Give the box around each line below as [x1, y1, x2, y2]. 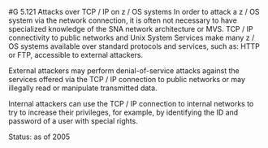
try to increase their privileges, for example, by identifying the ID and [8, 107, 239, 117]
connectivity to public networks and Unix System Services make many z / [8, 33, 255, 42]
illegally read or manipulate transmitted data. [8, 83, 158, 93]
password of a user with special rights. [8, 116, 138, 125]
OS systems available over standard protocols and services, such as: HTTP [8, 41, 260, 51]
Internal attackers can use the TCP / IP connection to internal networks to [8, 99, 254, 108]
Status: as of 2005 [8, 132, 71, 141]
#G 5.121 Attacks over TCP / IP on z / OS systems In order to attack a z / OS [8, 7, 260, 16]
